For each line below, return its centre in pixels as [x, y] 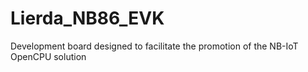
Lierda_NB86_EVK [87, 18]
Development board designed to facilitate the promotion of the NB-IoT [154, 46]
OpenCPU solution [48, 56]
